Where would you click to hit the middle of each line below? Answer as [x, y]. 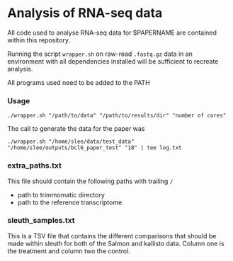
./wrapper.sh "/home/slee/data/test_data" [71, 142]
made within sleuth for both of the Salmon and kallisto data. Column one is [116, 243]
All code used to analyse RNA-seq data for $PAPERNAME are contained [112, 33]
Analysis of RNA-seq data [85, 13]
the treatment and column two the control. [69, 251]
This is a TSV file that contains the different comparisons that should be [112, 236]
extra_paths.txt [34, 166]
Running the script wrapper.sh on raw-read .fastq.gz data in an [100, 54]
